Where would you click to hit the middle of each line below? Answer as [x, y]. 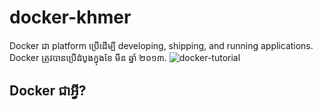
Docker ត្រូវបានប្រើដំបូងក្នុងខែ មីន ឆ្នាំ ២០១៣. [88, 57]
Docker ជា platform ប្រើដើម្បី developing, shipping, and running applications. [161, 45]
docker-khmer [70, 17]
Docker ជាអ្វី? [48, 91]
